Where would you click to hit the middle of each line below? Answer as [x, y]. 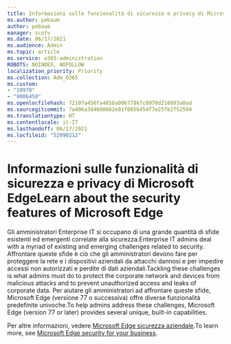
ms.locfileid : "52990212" [44, 135]
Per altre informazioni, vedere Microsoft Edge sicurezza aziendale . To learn [113, 326]
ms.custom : [23, 84]
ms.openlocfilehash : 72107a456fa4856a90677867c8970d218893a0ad [100, 103]
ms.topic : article [33, 52]
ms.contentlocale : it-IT [43, 122]
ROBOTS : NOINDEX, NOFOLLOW [46, 65]
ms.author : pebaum [33, 20]
